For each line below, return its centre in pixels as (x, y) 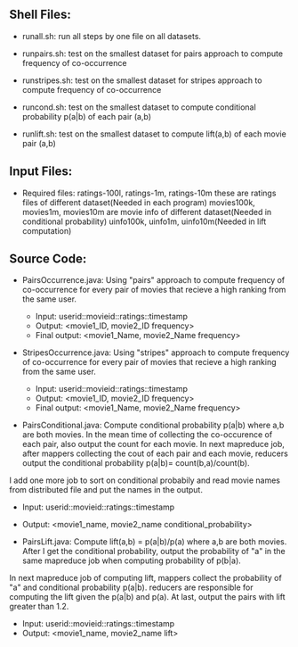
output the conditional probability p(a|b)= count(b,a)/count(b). (136, 463)
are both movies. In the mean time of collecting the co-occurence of (147, 435)
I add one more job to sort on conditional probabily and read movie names (145, 480)
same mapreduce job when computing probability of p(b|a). (132, 560)
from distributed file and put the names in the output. (106, 490)
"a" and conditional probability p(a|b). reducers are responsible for (131, 587)
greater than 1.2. (39, 607)
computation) (47, 230)
